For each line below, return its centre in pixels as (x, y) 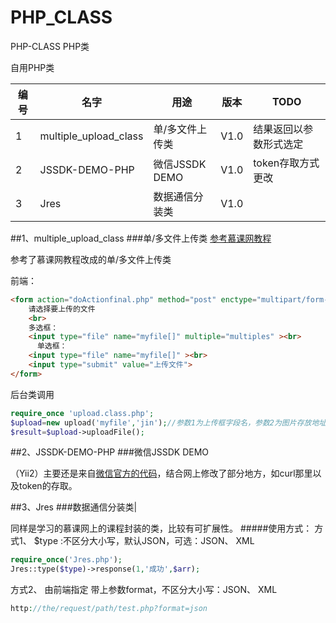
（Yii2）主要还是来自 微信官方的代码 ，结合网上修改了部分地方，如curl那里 (161, 473)
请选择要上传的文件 (62, 309)
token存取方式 (286, 163)
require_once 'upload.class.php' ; (82, 413)
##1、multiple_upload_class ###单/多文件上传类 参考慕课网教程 (141, 238)
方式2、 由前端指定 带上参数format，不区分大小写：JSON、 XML (144, 590)
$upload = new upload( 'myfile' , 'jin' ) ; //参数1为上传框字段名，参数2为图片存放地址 (168, 422)
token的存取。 (48, 486)
